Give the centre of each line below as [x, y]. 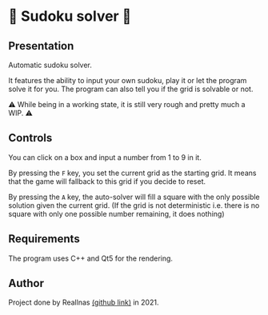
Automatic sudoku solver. [50, 65]
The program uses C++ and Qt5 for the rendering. [91, 258]
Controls [30, 138]
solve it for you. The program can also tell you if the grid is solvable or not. [131, 89]
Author [26, 283]
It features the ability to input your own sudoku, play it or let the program [128, 80]
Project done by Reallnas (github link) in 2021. [84, 302]
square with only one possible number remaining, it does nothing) [116, 213]
